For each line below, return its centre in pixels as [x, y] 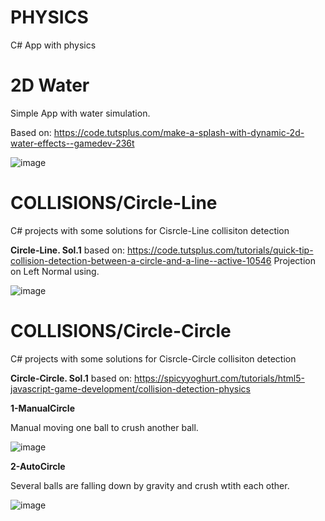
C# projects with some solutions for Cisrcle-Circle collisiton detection [153, 358]
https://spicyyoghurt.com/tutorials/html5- [219, 378]
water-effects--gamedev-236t [72, 143]
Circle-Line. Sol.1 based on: [68, 250]
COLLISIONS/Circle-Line [114, 203]
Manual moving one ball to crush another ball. [104, 427]
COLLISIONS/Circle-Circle [121, 331]
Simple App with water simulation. [80, 113]
